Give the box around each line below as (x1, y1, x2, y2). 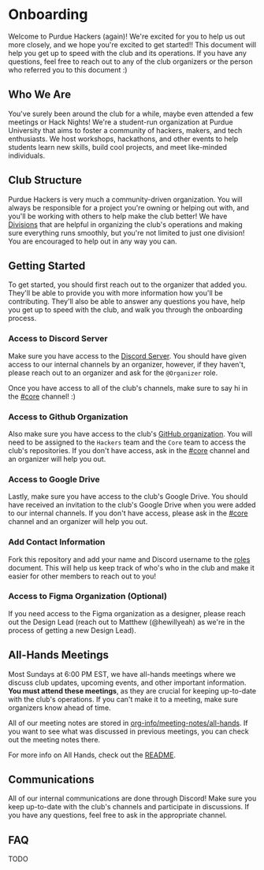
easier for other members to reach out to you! (8, 571, 156, 581)
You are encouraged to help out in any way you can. (8, 236, 177, 246)
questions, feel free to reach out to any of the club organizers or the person (8, 57, 254, 66)
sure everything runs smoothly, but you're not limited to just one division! (8, 228, 245, 237)
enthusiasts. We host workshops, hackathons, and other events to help (8, 134, 239, 143)
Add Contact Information (8, 537, 106, 548)
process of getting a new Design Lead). (8, 625, 136, 635)
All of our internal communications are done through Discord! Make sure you (8, 794, 257, 803)
